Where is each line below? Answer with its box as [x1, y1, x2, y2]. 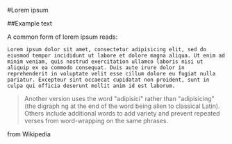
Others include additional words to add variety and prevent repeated [24, 109, 220, 117]
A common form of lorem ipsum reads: [7, 33, 118, 41]
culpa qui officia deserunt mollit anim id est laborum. [7, 82, 176, 89]
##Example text [7, 19, 52, 27]
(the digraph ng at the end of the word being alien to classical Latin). [24, 102, 220, 110]
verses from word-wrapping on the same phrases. [24, 117, 169, 125]
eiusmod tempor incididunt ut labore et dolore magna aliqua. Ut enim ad [7, 52, 226, 59]
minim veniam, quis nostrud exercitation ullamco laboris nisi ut [7, 58, 204, 65]
